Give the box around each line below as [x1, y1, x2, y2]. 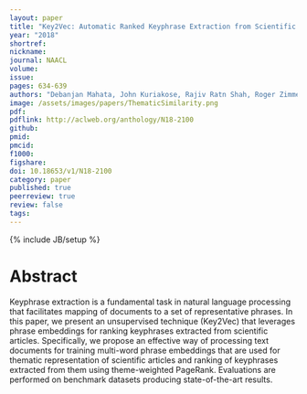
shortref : [9, 38, 48, 48]
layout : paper [9, 13, 64, 23]
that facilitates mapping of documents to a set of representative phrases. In [9, 305, 293, 316]
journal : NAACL [9, 56, 68, 65]
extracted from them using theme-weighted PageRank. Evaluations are [9, 364, 277, 375]
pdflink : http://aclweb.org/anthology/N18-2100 [9, 115, 195, 124]
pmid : [9, 133, 30, 142]
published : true [9, 184, 71, 193]
